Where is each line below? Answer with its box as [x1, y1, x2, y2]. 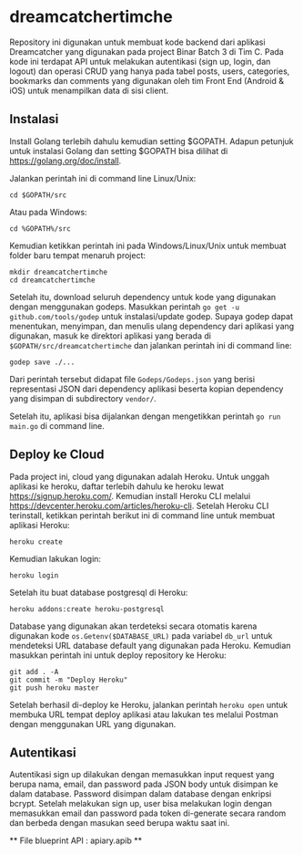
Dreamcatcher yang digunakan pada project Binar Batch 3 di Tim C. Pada [9, 46, 284, 57]
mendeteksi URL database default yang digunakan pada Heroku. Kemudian [9, 640, 291, 651]
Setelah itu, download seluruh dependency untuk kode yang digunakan [9, 291, 277, 302]
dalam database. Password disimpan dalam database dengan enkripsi [9, 788, 272, 799]
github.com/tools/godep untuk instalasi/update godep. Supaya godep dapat [9, 310, 294, 321]
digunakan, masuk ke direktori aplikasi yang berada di [9, 330, 212, 341]
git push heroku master [9, 683, 100, 693]
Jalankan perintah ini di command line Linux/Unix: [9, 172, 197, 183]
